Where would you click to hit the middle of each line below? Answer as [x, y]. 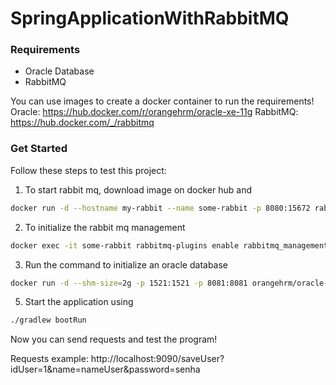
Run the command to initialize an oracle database [126, 264]
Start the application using [79, 302]
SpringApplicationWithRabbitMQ [150, 18]
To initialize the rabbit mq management [105, 227]
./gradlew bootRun [48, 320]
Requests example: [49, 359]
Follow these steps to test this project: [88, 170]
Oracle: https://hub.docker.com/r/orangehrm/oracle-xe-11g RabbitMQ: [154, 112]
